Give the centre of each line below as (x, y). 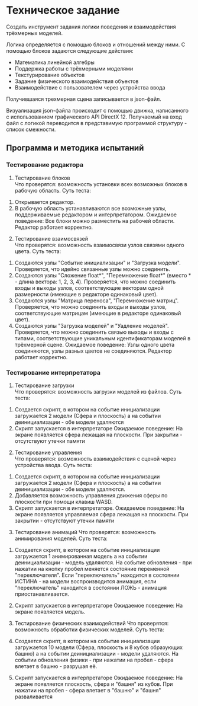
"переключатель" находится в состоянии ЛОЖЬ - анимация (91, 587)
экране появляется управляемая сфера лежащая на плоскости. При (101, 514)
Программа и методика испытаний (75, 148)
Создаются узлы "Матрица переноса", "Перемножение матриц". (97, 301)
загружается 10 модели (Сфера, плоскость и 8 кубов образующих (99, 647)
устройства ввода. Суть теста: (53, 465)
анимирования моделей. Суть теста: (61, 538)
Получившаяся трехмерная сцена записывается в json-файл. (84, 99)
